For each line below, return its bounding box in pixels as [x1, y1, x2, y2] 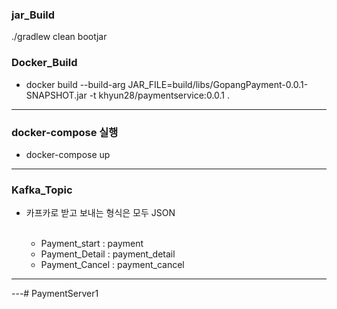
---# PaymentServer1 [11, 288, 99, 300]
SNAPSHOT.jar [25, 89, 88, 101]
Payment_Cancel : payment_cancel [40, 259, 185, 271]
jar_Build [11, 8, 56, 22]
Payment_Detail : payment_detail [40, 248, 176, 260]
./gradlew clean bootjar [11, 31, 108, 43]
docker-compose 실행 [11, 125, 119, 139]
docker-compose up [25, 148, 111, 160]
